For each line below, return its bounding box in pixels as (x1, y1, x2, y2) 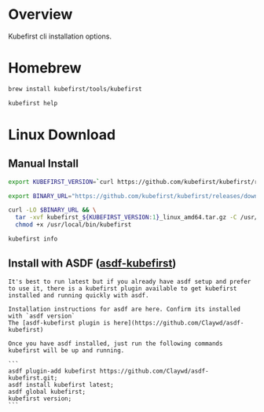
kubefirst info (8, 235, 58, 243)
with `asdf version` (8, 312, 76, 320)
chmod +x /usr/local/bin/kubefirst (15, 221, 132, 229)
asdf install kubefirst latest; (8, 381, 114, 388)
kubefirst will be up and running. (8, 346, 125, 355)
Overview (8, 6, 73, 24)
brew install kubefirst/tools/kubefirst (8, 85, 143, 93)
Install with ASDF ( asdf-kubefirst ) (8, 257, 177, 270)
